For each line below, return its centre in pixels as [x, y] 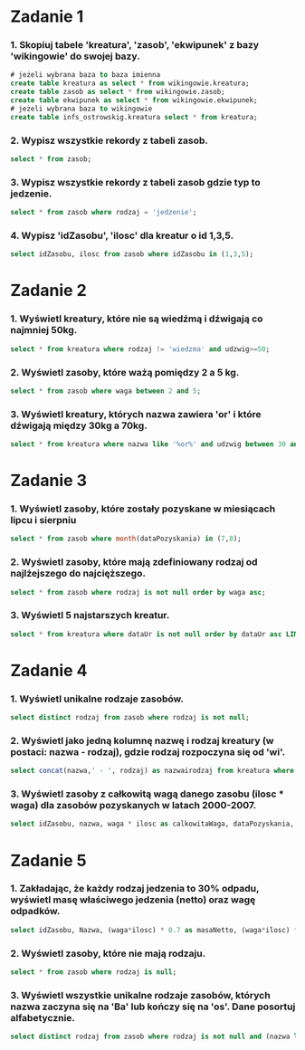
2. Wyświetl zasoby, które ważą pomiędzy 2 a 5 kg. [125, 372]
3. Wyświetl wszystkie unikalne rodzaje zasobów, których [140, 995]
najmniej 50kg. [44, 330]
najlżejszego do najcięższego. [78, 574]
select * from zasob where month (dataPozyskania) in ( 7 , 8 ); [126, 539]
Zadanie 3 [49, 481]
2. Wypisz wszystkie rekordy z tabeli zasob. [110, 140]
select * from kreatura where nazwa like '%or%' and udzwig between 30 [148, 444]
